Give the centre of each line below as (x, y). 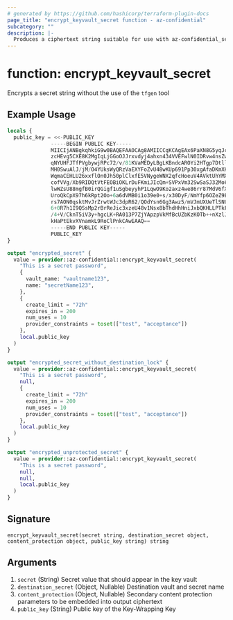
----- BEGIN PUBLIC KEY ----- (91, 144)
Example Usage (42, 115)
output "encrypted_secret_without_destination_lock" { (88, 362)
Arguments (32, 563)
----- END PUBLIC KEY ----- (88, 228)
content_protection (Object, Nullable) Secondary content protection (115, 594)
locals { (20, 131)
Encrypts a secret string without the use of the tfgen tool (88, 93)
